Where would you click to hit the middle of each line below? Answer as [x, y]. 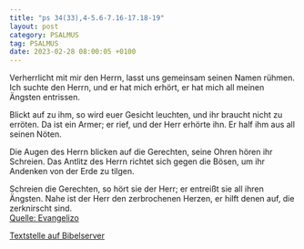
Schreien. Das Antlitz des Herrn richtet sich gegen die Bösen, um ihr [137, 161]
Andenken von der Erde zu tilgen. [72, 171]
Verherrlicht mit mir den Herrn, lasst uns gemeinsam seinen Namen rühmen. [152, 78]
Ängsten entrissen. [45, 98]
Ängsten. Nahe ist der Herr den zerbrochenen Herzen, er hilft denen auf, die [152, 199]
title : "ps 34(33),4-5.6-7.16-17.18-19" [87, 18]
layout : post [34, 26]
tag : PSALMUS [34, 43]
